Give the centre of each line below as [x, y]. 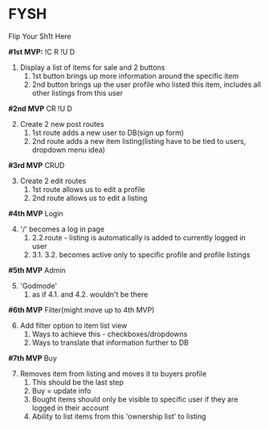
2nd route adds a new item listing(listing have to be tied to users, [139, 141]
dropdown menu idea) [69, 149]
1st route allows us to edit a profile [88, 189]
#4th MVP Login [36, 213]
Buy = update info [61, 390]
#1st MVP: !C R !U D [42, 51]
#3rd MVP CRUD [37, 165]
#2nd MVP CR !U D [40, 108]
